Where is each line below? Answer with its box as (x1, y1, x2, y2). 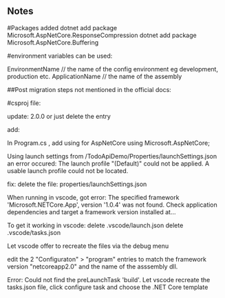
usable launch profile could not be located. (7, 166, 129, 174)
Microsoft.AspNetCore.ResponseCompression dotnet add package (7, 31, 197, 39)
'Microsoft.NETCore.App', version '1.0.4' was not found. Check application (7, 200, 218, 209)
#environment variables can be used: (7, 51, 113, 60)
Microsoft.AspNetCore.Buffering (7, 38, 98, 47)
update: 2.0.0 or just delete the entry (7, 112, 111, 120)
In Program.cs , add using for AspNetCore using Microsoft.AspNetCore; (7, 139, 210, 147)
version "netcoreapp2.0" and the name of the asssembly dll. (7, 262, 178, 271)
